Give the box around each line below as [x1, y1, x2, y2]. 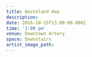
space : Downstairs [6, 36, 52, 42]
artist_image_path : [6, 42, 55, 48]
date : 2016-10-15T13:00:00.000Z [6, 20, 86, 26]
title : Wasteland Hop [6, 8, 60, 15]
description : [6, 14, 39, 20]
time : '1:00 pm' [6, 25, 46, 31]
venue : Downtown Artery [6, 31, 65, 37]
